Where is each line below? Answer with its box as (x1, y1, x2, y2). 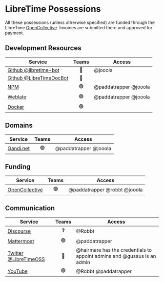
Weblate (7, 94, 27, 100)
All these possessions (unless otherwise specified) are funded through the (5, 19, 155, 25)
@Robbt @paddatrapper (76, 268, 132, 275)
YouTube (7, 268, 28, 275)
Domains (5, 121, 33, 130)
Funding (5, 162, 31, 171)
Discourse (7, 227, 31, 234)
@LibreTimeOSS (7, 256, 45, 263)
